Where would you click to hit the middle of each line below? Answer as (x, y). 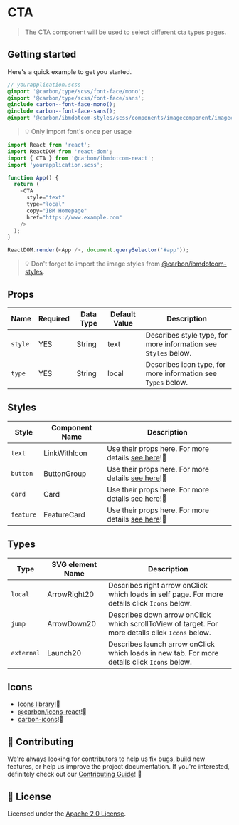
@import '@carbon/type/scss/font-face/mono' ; (76, 91)
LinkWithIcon (65, 453)
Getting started (42, 55)
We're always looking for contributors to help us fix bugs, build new (106, 759)
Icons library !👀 (39, 704)
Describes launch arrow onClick (161, 644)
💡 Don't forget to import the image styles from (92, 264)
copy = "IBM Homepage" (57, 211)
